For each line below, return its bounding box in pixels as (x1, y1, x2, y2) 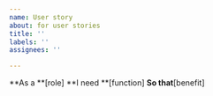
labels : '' (9, 37, 49, 47)
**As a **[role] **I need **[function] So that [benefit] (9, 78, 205, 88)
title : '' (9, 29, 46, 38)
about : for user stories (9, 21, 101, 30)
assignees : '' (9, 46, 62, 55)
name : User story (9, 12, 73, 22)
